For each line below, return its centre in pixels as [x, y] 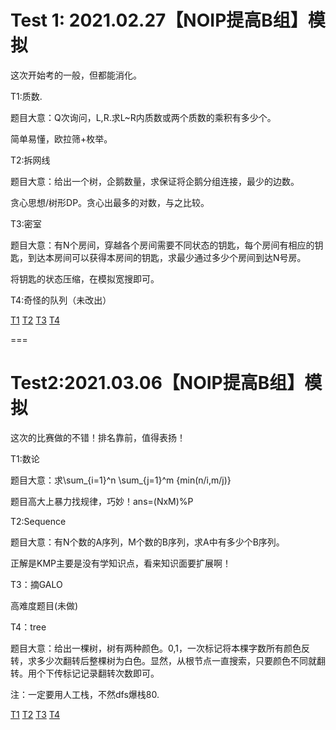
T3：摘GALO [36, 584]
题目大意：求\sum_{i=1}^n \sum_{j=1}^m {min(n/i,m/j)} [121, 480]
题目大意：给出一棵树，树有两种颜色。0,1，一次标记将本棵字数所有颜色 [156, 648]
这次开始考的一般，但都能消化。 [76, 75]
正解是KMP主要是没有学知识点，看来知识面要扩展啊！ [121, 563]
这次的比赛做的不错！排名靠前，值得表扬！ [98, 437]
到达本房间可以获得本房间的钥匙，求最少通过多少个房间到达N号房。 [167, 257]
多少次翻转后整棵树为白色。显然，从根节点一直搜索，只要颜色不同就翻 [181, 660]
